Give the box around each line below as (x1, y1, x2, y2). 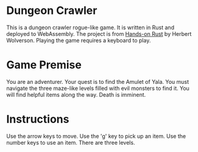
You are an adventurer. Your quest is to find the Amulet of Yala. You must (6, 78, 189, 85)
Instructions (6, 112, 69, 126)
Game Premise (6, 58, 82, 72)
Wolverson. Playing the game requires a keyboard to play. (6, 36, 151, 44)
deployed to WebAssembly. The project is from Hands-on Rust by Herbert (6, 30, 192, 37)
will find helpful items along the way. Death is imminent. (6, 91, 146, 98)
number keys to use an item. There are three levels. (6, 139, 135, 146)
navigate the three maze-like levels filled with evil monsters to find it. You (6, 85, 190, 92)
